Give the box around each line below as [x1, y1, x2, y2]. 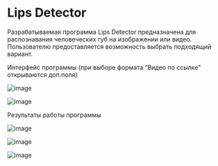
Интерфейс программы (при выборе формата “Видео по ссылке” [7, 63, 201, 71]
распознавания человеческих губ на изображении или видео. [7, 35, 192, 43]
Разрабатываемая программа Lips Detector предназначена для [7, 28, 196, 36]
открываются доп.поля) [7, 71, 78, 79]
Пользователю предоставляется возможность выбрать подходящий [7, 42, 212, 50]
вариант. [7, 50, 33, 58]
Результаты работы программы [7, 111, 102, 119]
